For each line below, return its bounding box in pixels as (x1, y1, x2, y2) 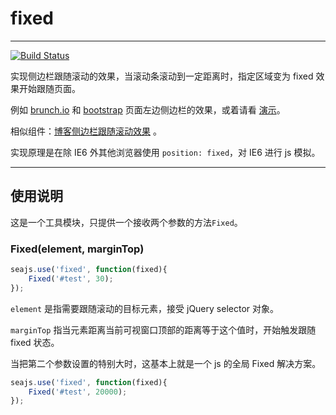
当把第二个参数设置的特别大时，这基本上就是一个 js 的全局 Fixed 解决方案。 (10, 357, 322, 369)
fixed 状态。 (10, 336, 60, 348)
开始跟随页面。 (18, 82, 81, 94)
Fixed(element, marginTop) (10, 242, 145, 256)
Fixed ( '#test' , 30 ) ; (28, 273, 114, 284)
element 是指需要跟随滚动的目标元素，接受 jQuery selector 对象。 (10, 302, 279, 314)
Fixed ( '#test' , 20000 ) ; (28, 387, 128, 397)
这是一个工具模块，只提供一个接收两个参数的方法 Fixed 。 (10, 216, 243, 228)
